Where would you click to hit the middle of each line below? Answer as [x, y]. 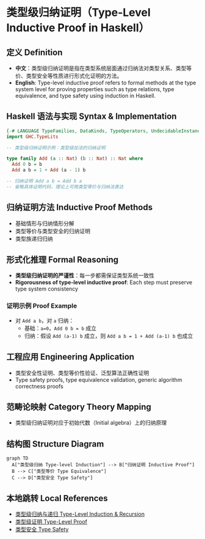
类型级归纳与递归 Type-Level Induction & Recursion [80, 514]
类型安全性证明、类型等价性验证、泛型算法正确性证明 [82, 373]
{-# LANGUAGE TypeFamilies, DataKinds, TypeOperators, [77, 131]
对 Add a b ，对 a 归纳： [45, 320]
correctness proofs [39, 386]
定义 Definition [34, 52]
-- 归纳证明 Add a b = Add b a [44, 181]
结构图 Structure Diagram [55, 444]
